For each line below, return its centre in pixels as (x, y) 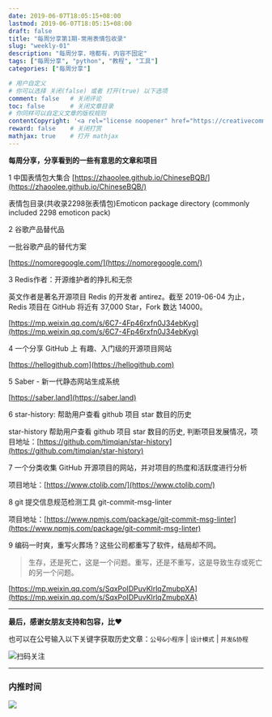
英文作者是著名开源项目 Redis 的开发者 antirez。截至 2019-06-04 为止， (129, 296)
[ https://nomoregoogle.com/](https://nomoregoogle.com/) (106, 262)
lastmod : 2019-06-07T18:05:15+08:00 (70, 24)
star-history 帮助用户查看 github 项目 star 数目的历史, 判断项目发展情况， (130, 431)
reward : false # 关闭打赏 (55, 129)
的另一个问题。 (53, 572)
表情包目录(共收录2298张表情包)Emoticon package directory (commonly (129, 203)
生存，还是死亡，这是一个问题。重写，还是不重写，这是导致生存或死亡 (145, 562)
